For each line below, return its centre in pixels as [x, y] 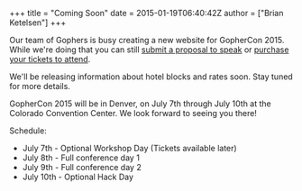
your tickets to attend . [50, 59]
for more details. [40, 86]
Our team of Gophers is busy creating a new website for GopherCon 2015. [147, 40]
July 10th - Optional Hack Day [78, 177]
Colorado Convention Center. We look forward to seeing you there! [133, 113]
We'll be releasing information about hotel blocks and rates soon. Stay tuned [151, 77]
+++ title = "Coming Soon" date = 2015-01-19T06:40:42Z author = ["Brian [146, 13]
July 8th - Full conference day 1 [81, 158]
